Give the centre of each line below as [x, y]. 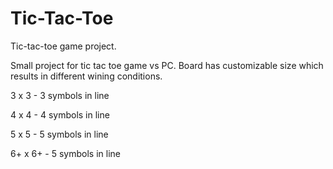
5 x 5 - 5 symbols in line [59, 134]
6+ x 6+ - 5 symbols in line [65, 153]
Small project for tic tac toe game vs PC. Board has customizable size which [167, 65]
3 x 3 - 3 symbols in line [60, 95]
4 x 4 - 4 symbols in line [60, 114]
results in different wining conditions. [86, 76]
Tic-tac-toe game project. [63, 46]
